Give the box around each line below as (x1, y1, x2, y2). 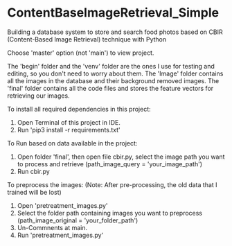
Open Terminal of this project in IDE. (17, 118, 121, 126)
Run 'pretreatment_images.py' (17, 231, 104, 239)
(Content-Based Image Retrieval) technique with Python (7, 35, 167, 43)
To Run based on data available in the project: (7, 139, 138, 147)
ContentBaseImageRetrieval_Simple (7, 5, 220, 21)
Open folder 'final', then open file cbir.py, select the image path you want (17, 152, 225, 161)
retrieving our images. (7, 91, 71, 100)
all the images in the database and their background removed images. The (7, 76, 220, 85)
